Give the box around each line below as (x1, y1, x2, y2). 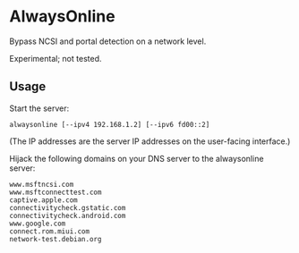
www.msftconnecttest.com (9, 188, 102, 197)
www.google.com (9, 219, 66, 228)
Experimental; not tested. (9, 53, 102, 63)
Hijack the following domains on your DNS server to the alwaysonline (9, 153, 264, 164)
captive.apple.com (9, 195, 78, 205)
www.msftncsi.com (9, 180, 74, 189)
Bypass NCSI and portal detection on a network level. (9, 36, 207, 46)
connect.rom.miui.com (9, 226, 90, 236)
